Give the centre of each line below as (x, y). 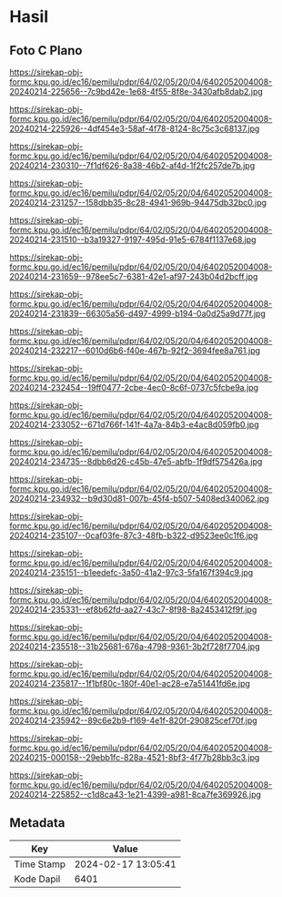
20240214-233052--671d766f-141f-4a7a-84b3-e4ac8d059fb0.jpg (134, 424)
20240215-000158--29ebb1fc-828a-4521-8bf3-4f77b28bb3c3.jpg (135, 757)
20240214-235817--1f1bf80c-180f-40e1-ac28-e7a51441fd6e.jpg (130, 683)
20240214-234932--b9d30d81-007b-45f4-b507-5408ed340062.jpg (140, 499)
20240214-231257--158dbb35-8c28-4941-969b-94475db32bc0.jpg (138, 203)
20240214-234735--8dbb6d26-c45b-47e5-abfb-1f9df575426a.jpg (136, 461)
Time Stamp (40, 864)
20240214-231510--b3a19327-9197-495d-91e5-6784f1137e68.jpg (133, 240)
